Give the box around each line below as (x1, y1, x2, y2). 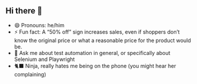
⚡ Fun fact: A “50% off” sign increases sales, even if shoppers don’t (14, 28, 180, 35)
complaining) (14, 70, 47, 77)
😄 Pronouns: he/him (14, 21, 64, 28)
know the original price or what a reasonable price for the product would (14, 37, 192, 44)
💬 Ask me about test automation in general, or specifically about (14, 49, 171, 56)
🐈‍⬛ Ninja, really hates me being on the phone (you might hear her (14, 62, 176, 69)
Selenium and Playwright (14, 56, 75, 63)
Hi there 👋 (5, 6, 43, 16)
